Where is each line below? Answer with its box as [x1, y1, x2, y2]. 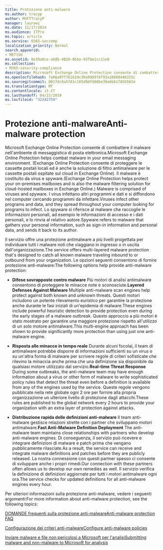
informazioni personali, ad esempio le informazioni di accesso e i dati [5, 212, 143, 217]
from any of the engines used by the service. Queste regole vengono [12, 384, 150, 390]
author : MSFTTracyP [5, 16, 45, 21]
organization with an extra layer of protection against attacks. [12, 405, 135, 411]
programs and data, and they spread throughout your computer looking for [5, 201, 154, 207]
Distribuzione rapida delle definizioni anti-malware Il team [12, 415, 131, 420]
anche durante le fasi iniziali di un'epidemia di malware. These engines [12, 303, 152, 309]
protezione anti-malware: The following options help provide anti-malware [5, 263, 152, 268]
